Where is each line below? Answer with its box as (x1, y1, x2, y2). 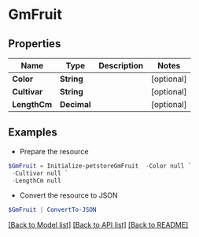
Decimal (59, 99, 92, 109)
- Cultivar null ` (11, 169, 68, 177)
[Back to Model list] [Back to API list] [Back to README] (8, 220, 189, 230)
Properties (8, 37, 61, 50)
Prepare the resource (19, 146, 89, 156)
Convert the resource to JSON (19, 191, 118, 200)
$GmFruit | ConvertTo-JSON (8, 206, 97, 214)
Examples (8, 126, 57, 139)
